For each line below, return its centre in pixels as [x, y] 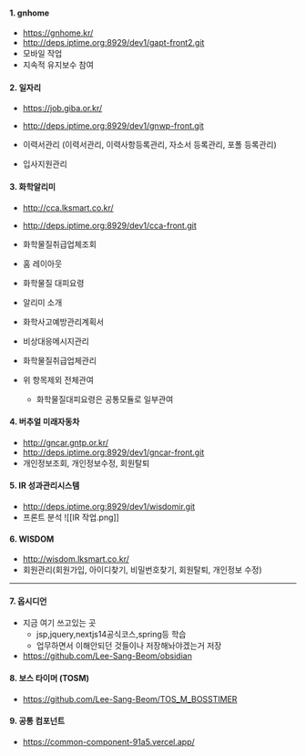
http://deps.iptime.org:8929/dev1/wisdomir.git [109, 507]
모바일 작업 [42, 54]
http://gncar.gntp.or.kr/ [66, 442]
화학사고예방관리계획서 [63, 321]
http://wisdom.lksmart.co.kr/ [76, 559]
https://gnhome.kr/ [58, 33]
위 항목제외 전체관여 [58, 379]
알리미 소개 [42, 302]
